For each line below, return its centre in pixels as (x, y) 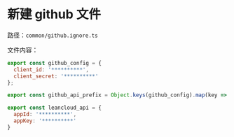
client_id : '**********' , (51, 70)
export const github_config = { (54, 63)
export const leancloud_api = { (54, 108)
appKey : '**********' (45, 121)
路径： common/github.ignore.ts (53, 35)
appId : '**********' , (45, 115)
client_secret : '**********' (56, 76)
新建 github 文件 (54, 14)
